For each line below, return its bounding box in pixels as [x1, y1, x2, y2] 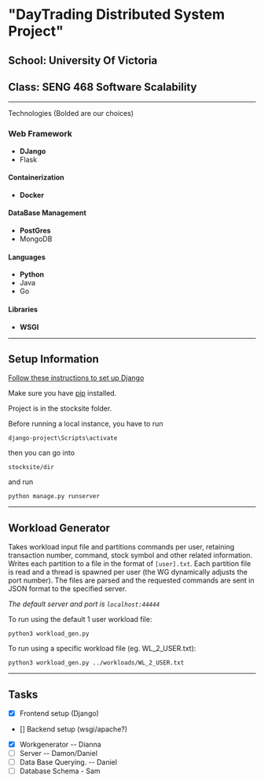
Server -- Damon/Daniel [19, 749, 98, 758]
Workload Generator [8, 521, 111, 534]
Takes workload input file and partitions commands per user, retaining [8, 542, 235, 552]
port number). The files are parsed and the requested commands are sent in [8, 575, 255, 585]
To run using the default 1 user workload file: [8, 615, 152, 624]
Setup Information [8, 352, 100, 366]
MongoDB [19, 234, 53, 244]
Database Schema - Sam [19, 766, 101, 776]
